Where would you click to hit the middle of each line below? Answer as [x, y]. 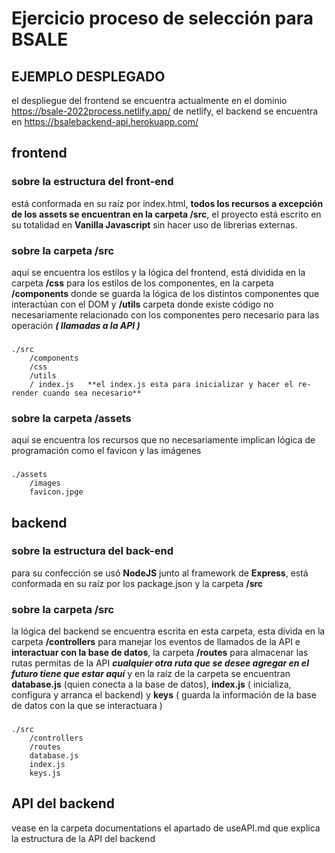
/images [45, 483]
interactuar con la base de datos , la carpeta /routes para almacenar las [160, 653]
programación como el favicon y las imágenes [106, 451]
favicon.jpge [56, 492]
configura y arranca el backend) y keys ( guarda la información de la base [164, 695]
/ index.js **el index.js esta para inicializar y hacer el [161, 384]
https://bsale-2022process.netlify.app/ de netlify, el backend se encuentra [165, 111]
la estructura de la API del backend [83, 838]
